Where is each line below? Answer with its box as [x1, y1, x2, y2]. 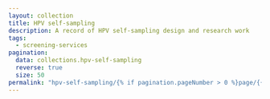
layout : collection [8, 11, 74, 20]
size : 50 [15, 71, 45, 79]
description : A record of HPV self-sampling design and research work [8, 26, 250, 34]
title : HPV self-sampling [8, 19, 95, 27]
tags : [8, 34, 27, 42]
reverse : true [15, 64, 63, 72]
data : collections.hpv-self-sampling [15, 57, 142, 65]
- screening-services [15, 42, 88, 49]
